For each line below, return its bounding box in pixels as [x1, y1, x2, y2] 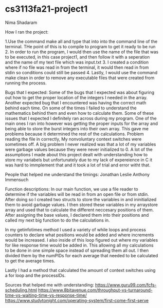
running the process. [5, 80, 47, 86]
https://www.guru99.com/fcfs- [95, 282, 157, 287]
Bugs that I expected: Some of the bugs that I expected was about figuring [5, 89, 155, 95]
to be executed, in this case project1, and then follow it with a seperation [5, 54, 150, 60]
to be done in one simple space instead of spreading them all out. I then [5, 247, 149, 253]
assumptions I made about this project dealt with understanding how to [5, 151, 148, 157]
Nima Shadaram [5, 20, 37, 25]
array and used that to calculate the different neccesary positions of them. [5, 206, 154, 213]
